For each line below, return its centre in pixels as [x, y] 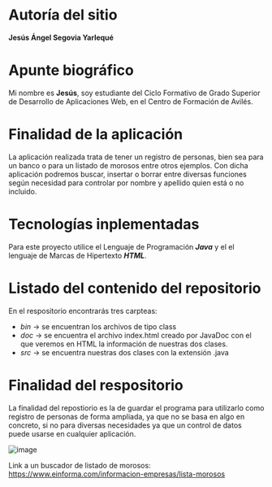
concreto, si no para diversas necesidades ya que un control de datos [125, 425]
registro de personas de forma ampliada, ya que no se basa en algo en [127, 416]
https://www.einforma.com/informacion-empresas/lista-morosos [117, 474]
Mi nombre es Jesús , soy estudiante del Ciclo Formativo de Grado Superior [134, 93]
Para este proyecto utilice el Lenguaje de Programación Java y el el [121, 246]
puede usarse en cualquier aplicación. [72, 433]
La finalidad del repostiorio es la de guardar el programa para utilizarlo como [136, 407]
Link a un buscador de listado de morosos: [80, 465]
